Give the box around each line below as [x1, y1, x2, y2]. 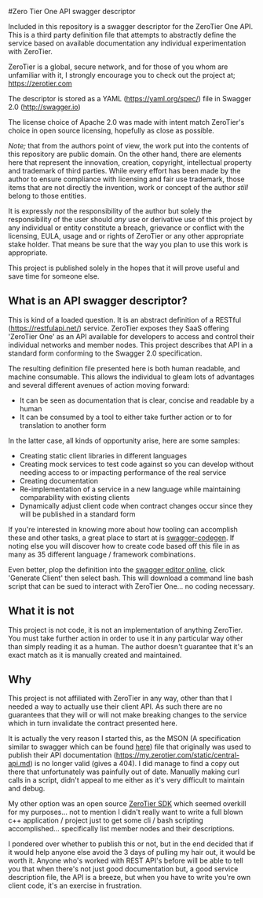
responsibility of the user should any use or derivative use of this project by [8, 215, 253, 224]
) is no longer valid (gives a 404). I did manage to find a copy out [30, 759, 239, 768]
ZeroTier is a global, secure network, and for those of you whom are [8, 62, 228, 71]
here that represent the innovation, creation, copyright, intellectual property [8, 158, 253, 167]
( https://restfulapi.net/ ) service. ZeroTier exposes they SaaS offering [8, 323, 229, 333]
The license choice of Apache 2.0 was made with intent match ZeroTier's [8, 118, 245, 126]
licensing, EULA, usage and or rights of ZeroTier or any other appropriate [8, 232, 244, 240]
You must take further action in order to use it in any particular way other [8, 633, 243, 643]
